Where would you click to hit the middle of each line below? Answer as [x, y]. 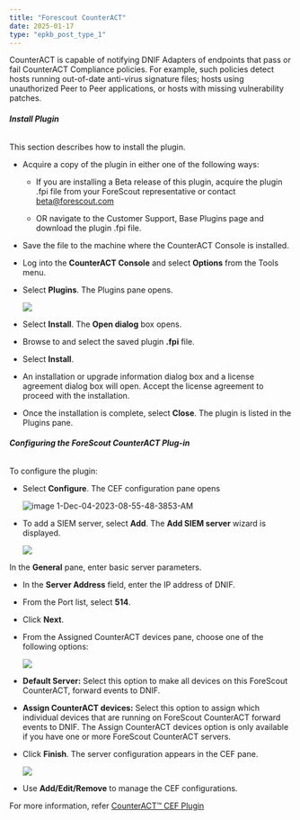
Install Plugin [35, 119]
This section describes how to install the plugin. [97, 147]
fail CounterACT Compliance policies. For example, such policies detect [141, 69]
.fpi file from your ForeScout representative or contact [136, 191]
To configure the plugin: [53, 471]
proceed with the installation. [76, 395]
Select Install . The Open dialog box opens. [102, 324]
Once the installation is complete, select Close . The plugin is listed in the [157, 413]
